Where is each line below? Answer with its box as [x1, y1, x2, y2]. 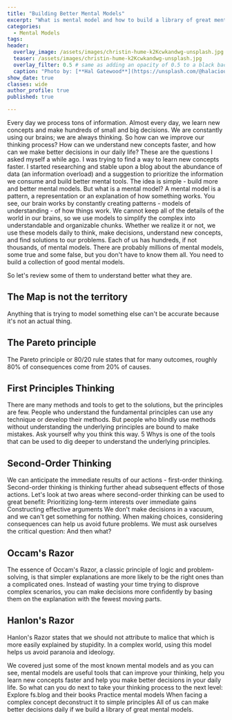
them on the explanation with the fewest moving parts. [7, 595, 162, 603]
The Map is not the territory [7, 291, 128, 303]
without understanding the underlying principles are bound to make [7, 422, 199, 431]
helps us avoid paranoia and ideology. [7, 648, 115, 656]
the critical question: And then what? [7, 527, 112, 536]
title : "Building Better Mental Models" [7, 10, 126, 17]
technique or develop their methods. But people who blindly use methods [7, 416, 216, 424]
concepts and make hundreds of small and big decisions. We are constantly [7, 126, 223, 134]
